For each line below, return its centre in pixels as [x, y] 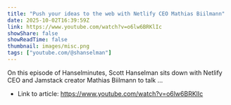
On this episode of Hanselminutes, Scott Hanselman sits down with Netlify [115, 72]
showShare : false [33, 33]
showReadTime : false [38, 40]
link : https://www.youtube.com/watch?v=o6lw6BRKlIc [85, 27]
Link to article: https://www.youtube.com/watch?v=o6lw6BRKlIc [110, 93]
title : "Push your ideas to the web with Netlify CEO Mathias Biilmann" [116, 14]
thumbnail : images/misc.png [49, 46]
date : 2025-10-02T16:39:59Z [49, 20]
